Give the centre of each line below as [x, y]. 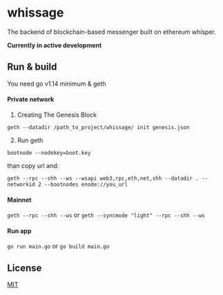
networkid [21, 184]
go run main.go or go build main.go [58, 246]
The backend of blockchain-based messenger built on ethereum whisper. [111, 32]
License [25, 268]
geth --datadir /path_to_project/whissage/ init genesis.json [98, 127]
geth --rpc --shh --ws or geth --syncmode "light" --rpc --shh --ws [106, 215]
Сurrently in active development [55, 45]
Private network [31, 99]
